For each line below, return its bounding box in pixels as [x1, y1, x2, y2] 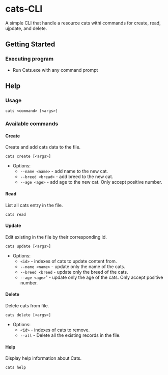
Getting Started [5, 40, 55, 49]
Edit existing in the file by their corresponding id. [5, 234, 107, 240]
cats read [5, 212, 26, 217]
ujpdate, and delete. [5, 25, 47, 31]
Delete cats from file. [5, 303, 49, 309]
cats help [5, 365, 26, 370]
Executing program [5, 55, 54, 63]
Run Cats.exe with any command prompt [12, 67, 98, 73]
